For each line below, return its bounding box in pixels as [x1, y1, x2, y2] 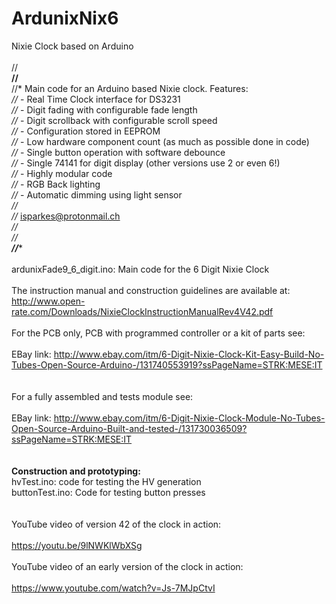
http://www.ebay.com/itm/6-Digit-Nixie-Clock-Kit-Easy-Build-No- [53, 348, 325, 360]
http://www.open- [11, 295, 86, 307]
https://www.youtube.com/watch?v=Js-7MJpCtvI [11, 582, 216, 594]
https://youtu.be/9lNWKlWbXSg [11, 539, 143, 551]
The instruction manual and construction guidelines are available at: [11, 284, 291, 296]
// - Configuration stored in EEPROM [11, 125, 161, 137]
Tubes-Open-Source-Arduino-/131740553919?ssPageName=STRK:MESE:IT [11, 358, 323, 371]
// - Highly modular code [11, 167, 113, 179]
